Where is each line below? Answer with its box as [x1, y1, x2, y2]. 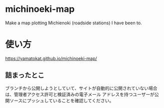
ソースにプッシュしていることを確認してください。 [9, 98, 114, 104]
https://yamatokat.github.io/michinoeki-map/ [5, 55, 97, 61]
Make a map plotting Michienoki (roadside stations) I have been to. [5, 20, 142, 26]
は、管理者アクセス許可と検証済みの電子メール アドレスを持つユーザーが [5, 91, 155, 97]
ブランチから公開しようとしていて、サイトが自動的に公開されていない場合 [5, 85, 158, 91]
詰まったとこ [5, 71, 45, 80]
